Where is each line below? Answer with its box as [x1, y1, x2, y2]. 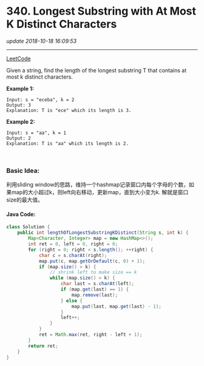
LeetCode [6, 55, 32, 62]
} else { [60, 297, 83, 304]
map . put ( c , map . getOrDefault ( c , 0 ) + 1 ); [38, 258, 146, 264]
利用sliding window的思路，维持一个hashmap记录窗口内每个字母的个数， [6, 181, 189, 188]
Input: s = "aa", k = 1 [6, 130, 67, 136]
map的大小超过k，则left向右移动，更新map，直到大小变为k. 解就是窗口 [11, 189, 189, 196]
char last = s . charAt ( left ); [60, 281, 135, 287]
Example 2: [6, 118, 35, 125]
